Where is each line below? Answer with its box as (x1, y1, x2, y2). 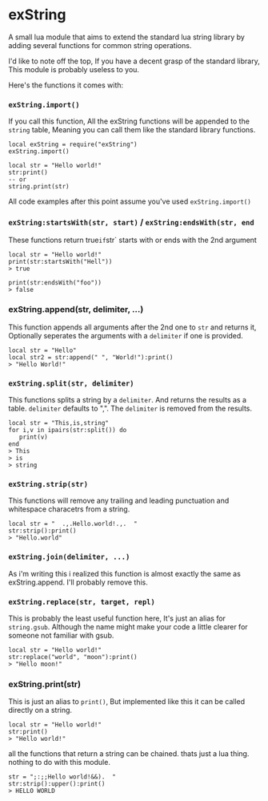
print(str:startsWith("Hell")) (8, 257, 113, 265)
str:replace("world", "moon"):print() (8, 653, 138, 661)
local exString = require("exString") (8, 140, 138, 149)
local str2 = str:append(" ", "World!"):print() (8, 353, 174, 362)
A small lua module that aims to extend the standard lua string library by (8, 32, 246, 42)
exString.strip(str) (8, 479, 89, 489)
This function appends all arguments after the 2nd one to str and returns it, (8, 322, 257, 332)
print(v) (18, 433, 48, 442)
